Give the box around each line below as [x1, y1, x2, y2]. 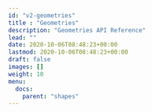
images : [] [8, 63, 44, 71]
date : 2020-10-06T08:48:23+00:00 [8, 41, 118, 49]
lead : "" [8, 33, 37, 42]
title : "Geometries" [8, 19, 80, 27]
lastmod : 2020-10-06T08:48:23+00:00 [8, 48, 128, 56]
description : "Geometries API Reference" [8, 26, 146, 34]
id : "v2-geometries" [8, 11, 76, 20]
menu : [8, 77, 26, 85]
